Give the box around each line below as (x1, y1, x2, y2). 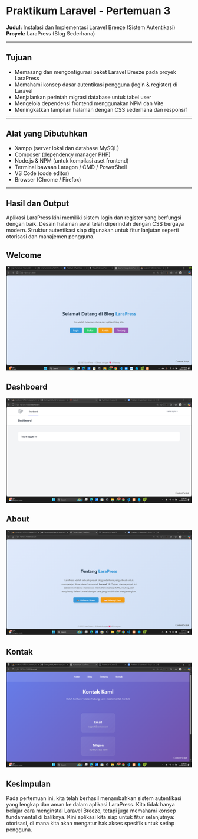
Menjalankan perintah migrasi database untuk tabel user (14, 93, 151, 101)
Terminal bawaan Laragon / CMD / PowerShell (14, 163, 127, 170)
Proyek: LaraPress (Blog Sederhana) (6, 30, 95, 37)
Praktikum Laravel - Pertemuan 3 (6, 4, 171, 18)
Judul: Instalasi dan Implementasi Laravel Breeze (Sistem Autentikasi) (6, 24, 176, 31)
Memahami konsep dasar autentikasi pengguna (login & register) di (14, 81, 178, 88)
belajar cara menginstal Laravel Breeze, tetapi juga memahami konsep (6, 807, 176, 814)
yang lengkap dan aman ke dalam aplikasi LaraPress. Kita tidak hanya (6, 801, 175, 808)
